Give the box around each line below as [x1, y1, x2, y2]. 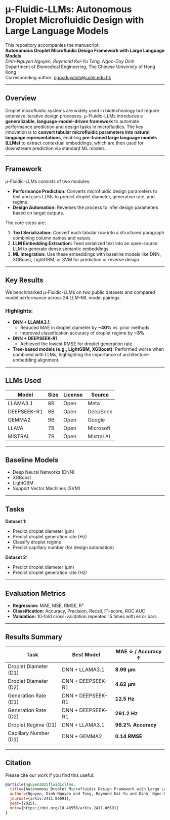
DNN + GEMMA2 [62, 733, 102, 740]
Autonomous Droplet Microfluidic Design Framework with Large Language [5, 47, 165, 53]
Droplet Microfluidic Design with [5, 14, 144, 26]
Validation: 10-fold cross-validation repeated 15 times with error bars [12, 613, 157, 619]
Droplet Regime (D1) [8, 721, 57, 728]
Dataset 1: [5, 519, 27, 525]
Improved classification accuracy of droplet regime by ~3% [20, 329, 145, 336]
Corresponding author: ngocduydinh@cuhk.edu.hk [5, 74, 111, 80]
